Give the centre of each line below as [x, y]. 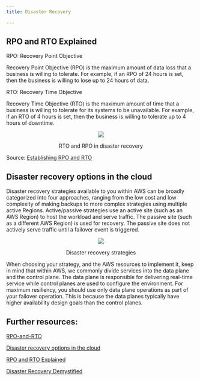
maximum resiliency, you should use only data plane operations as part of [97, 290]
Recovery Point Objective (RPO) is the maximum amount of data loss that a [99, 68]
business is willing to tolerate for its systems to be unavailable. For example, [100, 110]
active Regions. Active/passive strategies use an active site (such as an [95, 210]
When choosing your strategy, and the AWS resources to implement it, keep [100, 264]
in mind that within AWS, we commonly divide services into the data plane [98, 271]
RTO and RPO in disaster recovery [101, 146]
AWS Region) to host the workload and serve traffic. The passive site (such [99, 217]
